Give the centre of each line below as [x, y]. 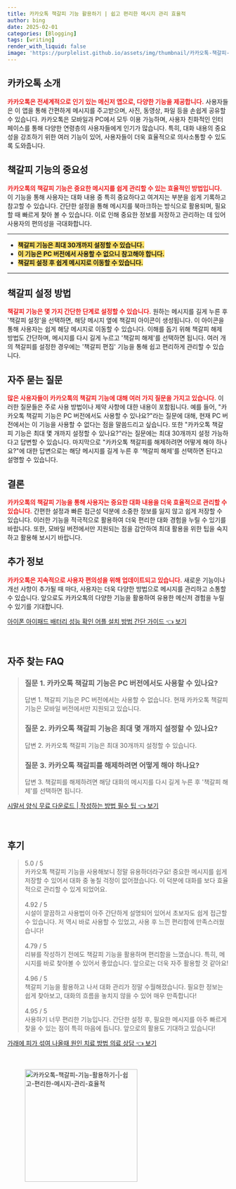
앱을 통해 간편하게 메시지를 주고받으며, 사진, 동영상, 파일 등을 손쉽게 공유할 [124, 110]
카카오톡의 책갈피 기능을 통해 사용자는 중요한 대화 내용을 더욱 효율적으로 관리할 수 [117, 502]
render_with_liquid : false [47, 46]
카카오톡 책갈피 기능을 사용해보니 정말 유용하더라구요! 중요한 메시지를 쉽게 [126, 871]
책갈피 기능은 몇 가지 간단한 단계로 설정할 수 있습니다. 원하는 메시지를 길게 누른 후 [118, 312]
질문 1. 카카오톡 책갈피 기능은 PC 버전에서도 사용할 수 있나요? [121, 683]
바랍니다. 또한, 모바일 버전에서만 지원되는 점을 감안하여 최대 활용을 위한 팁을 [111, 528]
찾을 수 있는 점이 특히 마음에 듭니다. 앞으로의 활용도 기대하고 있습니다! [120, 1028]
